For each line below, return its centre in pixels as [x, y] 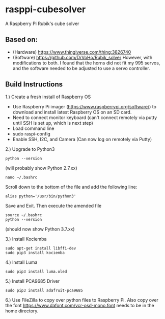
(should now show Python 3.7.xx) [40, 229]
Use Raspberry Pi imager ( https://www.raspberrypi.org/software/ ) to [85, 106]
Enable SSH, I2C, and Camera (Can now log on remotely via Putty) [82, 139]
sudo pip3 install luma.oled [36, 271]
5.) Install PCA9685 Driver [33, 281]
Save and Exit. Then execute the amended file [53, 206]
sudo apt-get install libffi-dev [41, 248]
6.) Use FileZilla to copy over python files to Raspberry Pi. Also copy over [82, 300]
